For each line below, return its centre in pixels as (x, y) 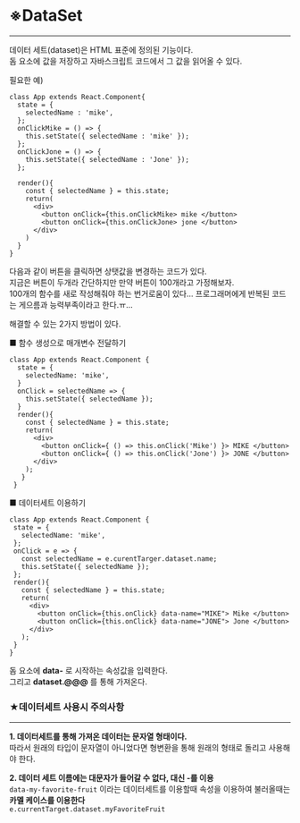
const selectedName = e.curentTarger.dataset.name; (119, 559)
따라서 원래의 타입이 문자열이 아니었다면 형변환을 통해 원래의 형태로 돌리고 (138, 748)
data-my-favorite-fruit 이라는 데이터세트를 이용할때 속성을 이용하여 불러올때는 (150, 789)
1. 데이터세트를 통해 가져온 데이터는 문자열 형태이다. (98, 737)
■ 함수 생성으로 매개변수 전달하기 (68, 343)
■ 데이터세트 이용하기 (48, 503)
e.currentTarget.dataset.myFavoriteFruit (87, 810)
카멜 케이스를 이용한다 (47, 801)
